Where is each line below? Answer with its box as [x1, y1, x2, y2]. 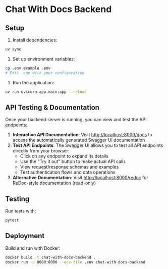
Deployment [5, 232, 45, 240]
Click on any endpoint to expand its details [20, 153, 108, 159]
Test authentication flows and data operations [20, 169, 116, 175]
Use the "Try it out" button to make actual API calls [20, 158, 126, 165]
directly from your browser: [12, 148, 70, 154]
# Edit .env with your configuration [5, 70, 85, 75]
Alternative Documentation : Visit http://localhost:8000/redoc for [12, 175, 149, 181]
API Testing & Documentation [5, 103, 100, 112]
